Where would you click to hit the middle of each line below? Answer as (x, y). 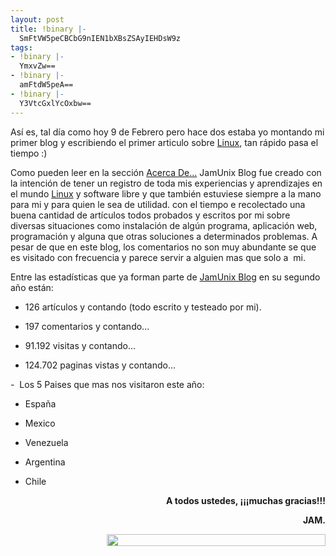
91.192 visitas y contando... (80, 345)
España (40, 403)
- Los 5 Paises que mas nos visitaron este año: (107, 384)
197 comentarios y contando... (87, 326)
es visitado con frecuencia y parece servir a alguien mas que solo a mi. (158, 257)
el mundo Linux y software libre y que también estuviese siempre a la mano (166, 193)
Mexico (40, 423)
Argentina (45, 462)
